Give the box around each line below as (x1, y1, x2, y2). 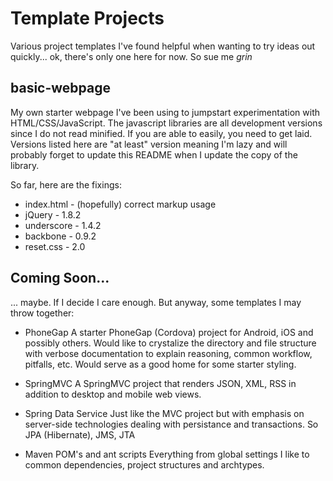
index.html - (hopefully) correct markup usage (24, 198, 217, 210)
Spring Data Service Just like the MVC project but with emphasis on (24, 407, 305, 419)
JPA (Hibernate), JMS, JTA (24, 428, 136, 441)
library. (10, 159, 40, 171)
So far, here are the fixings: (10, 178, 122, 191)
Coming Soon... (10, 270, 110, 287)
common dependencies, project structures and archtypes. (24, 458, 265, 471)
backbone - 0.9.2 (24, 230, 97, 242)
